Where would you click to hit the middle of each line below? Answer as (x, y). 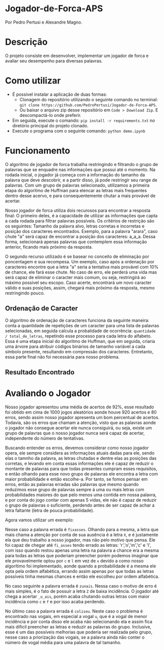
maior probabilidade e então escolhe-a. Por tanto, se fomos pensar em (76, 479)
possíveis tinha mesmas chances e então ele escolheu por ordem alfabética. (82, 576)
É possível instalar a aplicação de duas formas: (59, 94)
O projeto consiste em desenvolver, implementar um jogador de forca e (77, 56)
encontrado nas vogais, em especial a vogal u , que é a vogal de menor (76, 616)
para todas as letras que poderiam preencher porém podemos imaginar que (82, 555)
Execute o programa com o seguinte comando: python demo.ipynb (79, 131)
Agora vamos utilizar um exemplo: (39, 520)
